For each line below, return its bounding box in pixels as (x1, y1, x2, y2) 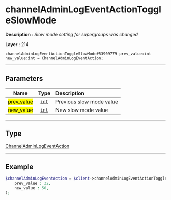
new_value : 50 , (14, 186, 49, 191)
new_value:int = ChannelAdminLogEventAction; (5, 55, 103, 61)
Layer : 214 (5, 41, 29, 47)
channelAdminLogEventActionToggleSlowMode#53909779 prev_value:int (5, 51, 152, 56)
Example (5, 162, 34, 171)
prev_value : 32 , (14, 181, 51, 186)
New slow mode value (55, 106, 108, 114)
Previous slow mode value (55, 98, 119, 105)
